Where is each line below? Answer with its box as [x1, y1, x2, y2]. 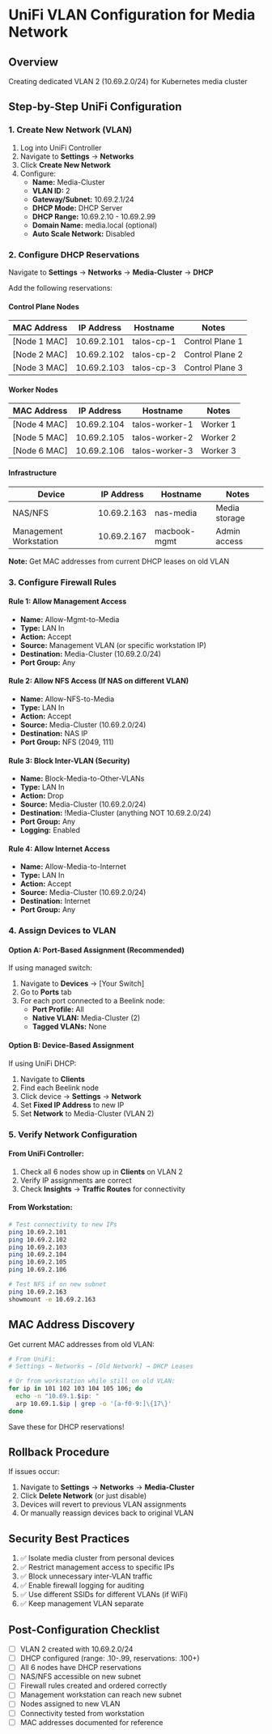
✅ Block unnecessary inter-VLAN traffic [19, 1571, 153, 1581]
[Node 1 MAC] [12, 336, 68, 347]
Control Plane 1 [184, 336, 244, 347]
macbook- [154, 525, 196, 536]
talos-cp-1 [132, 336, 176, 347]
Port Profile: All [32, 1004, 85, 1014]
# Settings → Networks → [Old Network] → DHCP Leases [8, 1362, 194, 1370]
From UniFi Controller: [8, 1148, 85, 1159]
